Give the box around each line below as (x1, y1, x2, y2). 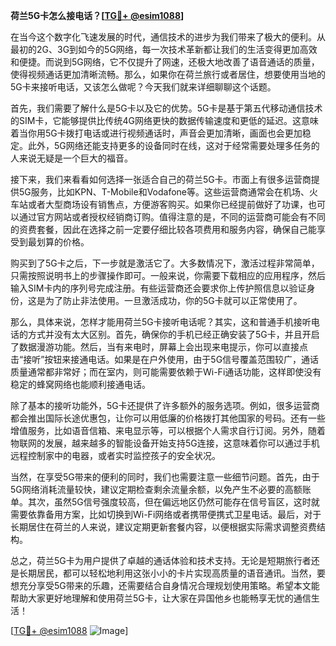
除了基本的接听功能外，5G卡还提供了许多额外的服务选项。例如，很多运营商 (10, 400, 320, 411)
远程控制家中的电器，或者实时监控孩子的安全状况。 (10, 450, 221, 461)
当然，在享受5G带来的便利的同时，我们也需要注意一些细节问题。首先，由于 (10, 471, 320, 483)
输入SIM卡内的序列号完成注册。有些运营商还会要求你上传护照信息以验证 (10, 282, 307, 294)
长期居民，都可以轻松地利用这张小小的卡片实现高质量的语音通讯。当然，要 (18, 567, 326, 579)
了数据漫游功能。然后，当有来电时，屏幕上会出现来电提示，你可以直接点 (10, 341, 308, 353)
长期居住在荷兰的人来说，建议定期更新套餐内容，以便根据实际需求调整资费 (10, 521, 317, 533)
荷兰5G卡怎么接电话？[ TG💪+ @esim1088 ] (10, 10, 185, 21)
